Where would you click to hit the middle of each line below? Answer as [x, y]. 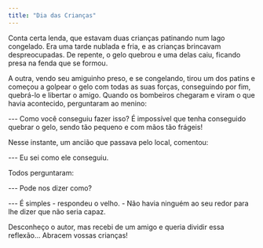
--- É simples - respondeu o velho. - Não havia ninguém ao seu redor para [128, 203]
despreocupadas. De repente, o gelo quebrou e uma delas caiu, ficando [124, 54]
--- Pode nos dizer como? [50, 188]
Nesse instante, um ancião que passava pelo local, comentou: [108, 142]
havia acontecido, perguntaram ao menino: [78, 103]
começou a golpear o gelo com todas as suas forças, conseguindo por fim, [130, 87]
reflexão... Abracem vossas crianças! [68, 235]
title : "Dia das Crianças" [52, 15]
